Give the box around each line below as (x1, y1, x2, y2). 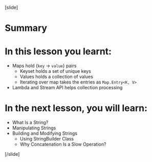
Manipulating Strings (12, 125, 56, 131)
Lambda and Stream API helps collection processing (12, 85, 123, 91)
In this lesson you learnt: (5, 46, 112, 57)
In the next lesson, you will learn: (5, 103, 148, 114)
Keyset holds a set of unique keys (19, 68, 92, 74)
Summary (5, 23, 47, 34)
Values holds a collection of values (19, 74, 93, 80)
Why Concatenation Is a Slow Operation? (19, 141, 106, 148)
